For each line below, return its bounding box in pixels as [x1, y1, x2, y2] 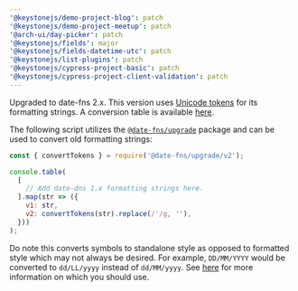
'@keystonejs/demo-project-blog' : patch [9, 13, 164, 23]
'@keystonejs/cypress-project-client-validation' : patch [9, 72, 228, 81]
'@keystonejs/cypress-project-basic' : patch [9, 64, 180, 73]
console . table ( [9, 167, 67, 176]
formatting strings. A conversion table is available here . [9, 106, 215, 117]
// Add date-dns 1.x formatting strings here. [25, 184, 204, 193]
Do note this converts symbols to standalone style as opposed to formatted [9, 242, 290, 253]
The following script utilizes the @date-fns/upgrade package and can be [9, 124, 275, 135]
